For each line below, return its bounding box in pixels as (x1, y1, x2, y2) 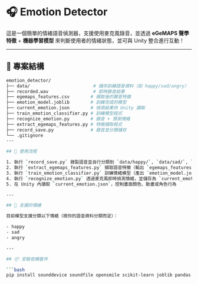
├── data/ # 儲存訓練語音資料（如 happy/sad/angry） (6, 83, 189, 89)
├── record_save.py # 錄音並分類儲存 (6, 127, 127, 133)
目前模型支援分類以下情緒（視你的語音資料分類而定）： (6, 213, 118, 219)
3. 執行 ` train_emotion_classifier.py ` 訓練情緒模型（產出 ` (6, 170, 150, 176)
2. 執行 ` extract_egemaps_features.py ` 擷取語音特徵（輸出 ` (6, 165, 150, 171)
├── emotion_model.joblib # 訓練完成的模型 (6, 99, 127, 106)
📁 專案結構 (6, 61, 44, 71)
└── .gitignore (6, 132, 44, 138)
